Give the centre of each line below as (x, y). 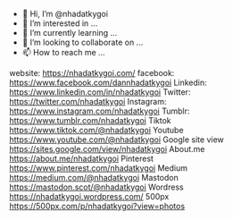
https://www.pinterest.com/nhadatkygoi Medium (98, 168)
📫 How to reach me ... (63, 52)
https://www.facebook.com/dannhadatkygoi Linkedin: (108, 82)
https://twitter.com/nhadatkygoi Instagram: (88, 102)
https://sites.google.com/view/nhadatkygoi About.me (107, 149)
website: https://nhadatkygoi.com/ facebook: (92, 73)
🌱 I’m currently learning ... (70, 33)
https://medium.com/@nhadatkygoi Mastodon (94, 178)
